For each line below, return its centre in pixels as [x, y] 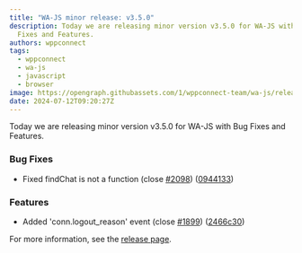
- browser [36, 84]
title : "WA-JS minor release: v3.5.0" [82, 17]
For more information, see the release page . [91, 239]
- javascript [42, 76]
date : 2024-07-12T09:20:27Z [62, 101]
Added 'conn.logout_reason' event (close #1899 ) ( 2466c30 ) [133, 222]
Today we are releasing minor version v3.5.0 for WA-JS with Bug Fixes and [147, 126]
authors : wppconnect [48, 43]
